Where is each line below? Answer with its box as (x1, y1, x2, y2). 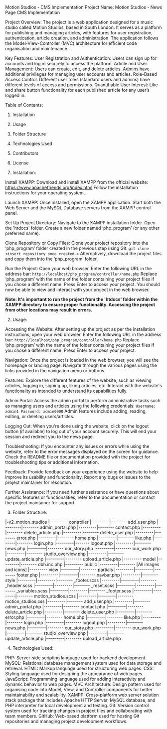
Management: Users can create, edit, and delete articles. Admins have (5, 66, 150, 72)
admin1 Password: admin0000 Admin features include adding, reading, (5, 408, 147, 414)
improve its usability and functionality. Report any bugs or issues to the (5, 474, 151, 480)
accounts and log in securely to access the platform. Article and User (5, 61, 148, 66)
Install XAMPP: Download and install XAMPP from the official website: (5, 179, 149, 185)
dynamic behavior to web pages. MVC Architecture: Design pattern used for (5, 681, 162, 687)
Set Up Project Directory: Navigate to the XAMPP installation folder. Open (5, 220, 156, 226)
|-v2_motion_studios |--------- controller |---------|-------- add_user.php (5, 519, 156, 525)
